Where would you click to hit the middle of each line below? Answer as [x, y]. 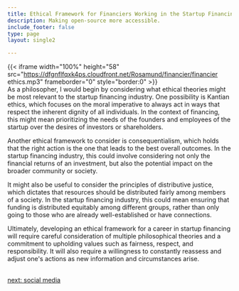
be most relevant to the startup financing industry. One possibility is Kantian [118, 97]
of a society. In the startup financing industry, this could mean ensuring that [118, 200]
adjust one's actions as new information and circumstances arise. [103, 259]
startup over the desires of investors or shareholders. [85, 127]
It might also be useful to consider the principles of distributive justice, [111, 185]
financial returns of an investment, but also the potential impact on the [110, 163]
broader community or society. [53, 171]
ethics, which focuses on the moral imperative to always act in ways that [114, 104]
